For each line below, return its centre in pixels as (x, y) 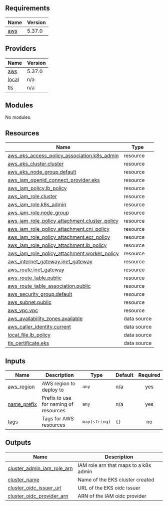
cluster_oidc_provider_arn (38, 496)
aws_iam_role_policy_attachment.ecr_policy (59, 237)
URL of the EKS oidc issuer (109, 487)
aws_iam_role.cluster (32, 197)
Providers (21, 49)
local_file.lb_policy (29, 335)
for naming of (57, 404)
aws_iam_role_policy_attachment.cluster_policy (63, 221)
